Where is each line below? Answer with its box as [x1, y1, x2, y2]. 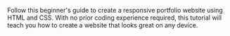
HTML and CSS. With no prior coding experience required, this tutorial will [7, 13, 222, 22]
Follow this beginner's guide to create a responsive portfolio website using [7, 6, 223, 14]
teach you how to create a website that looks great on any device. [7, 21, 198, 29]
